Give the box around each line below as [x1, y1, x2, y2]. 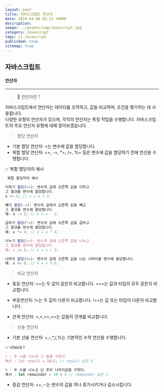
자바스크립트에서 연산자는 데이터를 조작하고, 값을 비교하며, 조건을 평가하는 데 [5, 104, 151, 110]
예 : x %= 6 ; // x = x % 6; [5, 261, 59, 266]
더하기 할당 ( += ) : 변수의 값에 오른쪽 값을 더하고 [5, 184, 89, 190]
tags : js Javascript [5, 35, 47, 40]
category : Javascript [5, 30, 49, 35]
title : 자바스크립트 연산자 [5, 12, 53, 17]
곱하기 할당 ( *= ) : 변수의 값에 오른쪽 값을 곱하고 [5, 221, 89, 226]
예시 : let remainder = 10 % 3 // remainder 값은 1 [5, 372, 108, 377]
